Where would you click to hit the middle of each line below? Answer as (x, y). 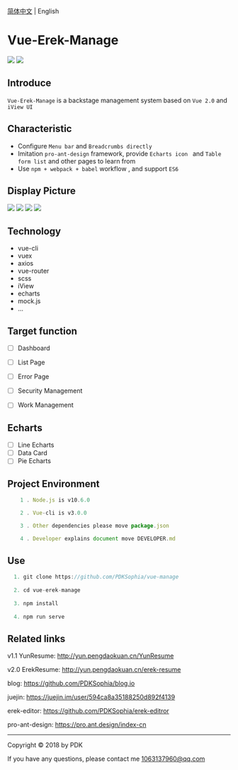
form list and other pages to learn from (76, 161)
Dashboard (34, 348)
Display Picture (41, 191)
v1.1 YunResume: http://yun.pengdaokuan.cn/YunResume (91, 656)
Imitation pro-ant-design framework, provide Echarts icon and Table (119, 153)
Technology (34, 231)
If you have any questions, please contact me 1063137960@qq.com (106, 759)
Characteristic (40, 129)
